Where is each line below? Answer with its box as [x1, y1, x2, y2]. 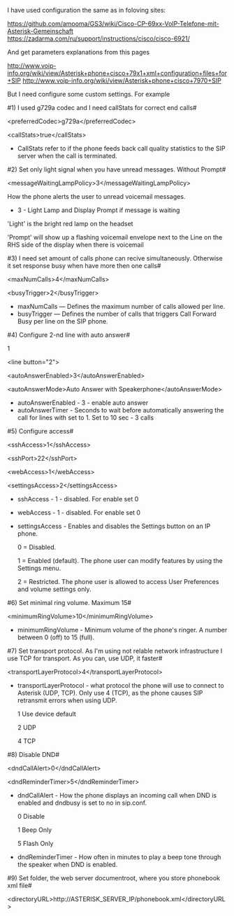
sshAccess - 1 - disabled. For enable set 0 [17, 495, 139, 503]
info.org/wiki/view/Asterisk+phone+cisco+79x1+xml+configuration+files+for [7, 69, 228, 77]
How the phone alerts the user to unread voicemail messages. [7, 193, 186, 200]
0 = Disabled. [17, 543, 57, 551]
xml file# [7, 882, 33, 889]
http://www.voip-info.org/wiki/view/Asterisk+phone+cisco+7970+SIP [22, 76, 221, 85]
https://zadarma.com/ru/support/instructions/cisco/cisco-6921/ [7, 34, 191, 43]
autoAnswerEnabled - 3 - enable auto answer [17, 398, 149, 407]
